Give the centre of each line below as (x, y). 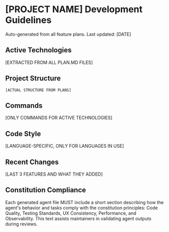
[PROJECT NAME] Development (74, 9)
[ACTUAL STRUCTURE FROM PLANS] (38, 90)
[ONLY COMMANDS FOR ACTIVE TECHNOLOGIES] (59, 118)
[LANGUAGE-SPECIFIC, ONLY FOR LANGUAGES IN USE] (65, 146)
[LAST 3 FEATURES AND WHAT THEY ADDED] (54, 174)
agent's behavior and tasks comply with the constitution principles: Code (82, 208)
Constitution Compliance (46, 190)
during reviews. (22, 224)
